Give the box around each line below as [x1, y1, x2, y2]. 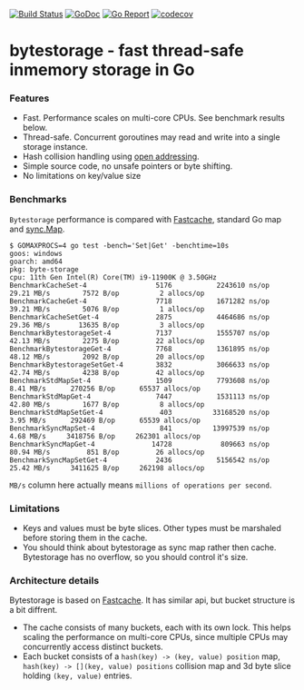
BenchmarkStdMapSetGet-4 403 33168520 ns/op [9, 408, 270, 417]
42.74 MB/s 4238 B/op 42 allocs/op [9, 368, 205, 377]
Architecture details [9, 575, 100, 586]
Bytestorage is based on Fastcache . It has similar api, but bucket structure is [9, 595, 296, 606]
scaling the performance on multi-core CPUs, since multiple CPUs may [22, 632, 289, 643]
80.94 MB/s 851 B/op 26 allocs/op [9, 448, 205, 457]
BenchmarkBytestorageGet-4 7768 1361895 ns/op [9, 344, 270, 353]
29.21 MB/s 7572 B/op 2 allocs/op [9, 289, 205, 298]
